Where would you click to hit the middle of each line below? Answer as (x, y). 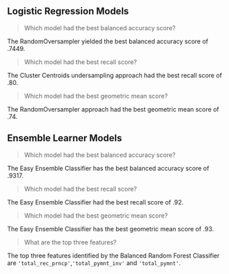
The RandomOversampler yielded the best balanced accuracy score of (108, 41)
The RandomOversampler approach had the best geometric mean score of (113, 109)
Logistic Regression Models (68, 11)
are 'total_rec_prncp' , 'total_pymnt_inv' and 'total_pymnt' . (94, 263)
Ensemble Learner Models (64, 138)
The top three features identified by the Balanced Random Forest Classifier (113, 255)
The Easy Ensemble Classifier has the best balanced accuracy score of (108, 168)
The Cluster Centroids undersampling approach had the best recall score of (115, 75)
